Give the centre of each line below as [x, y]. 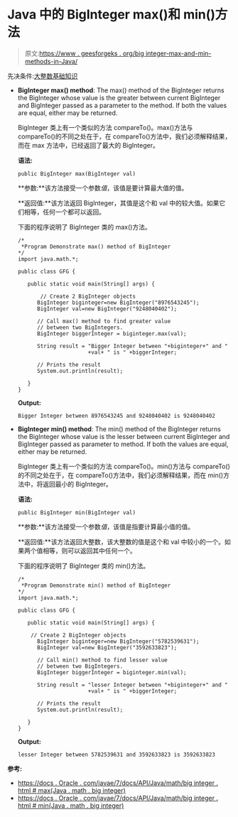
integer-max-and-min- [178, 53]
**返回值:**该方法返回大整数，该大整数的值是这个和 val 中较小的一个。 [121, 541]
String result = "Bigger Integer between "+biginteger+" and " [132, 346]
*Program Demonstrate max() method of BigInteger [96, 247]
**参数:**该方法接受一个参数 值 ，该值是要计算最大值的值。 [103, 188]
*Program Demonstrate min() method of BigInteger [96, 585]
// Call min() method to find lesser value [102, 660]
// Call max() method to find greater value [104, 321]
